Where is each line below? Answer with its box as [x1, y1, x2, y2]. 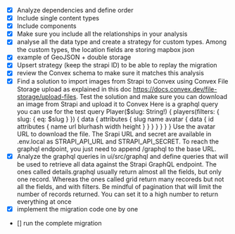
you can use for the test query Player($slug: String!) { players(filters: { [16, 107, 220, 115]
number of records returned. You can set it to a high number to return [16, 190, 219, 198]
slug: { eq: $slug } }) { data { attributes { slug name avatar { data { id [16, 115, 214, 123]
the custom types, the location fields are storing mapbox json [16, 46, 195, 54]
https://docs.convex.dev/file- [132, 84, 217, 93]
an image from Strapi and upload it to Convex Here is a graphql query [16, 100, 219, 108]
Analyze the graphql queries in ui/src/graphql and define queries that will [16, 152, 229, 160]
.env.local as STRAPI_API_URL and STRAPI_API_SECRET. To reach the [16, 137, 220, 145]
